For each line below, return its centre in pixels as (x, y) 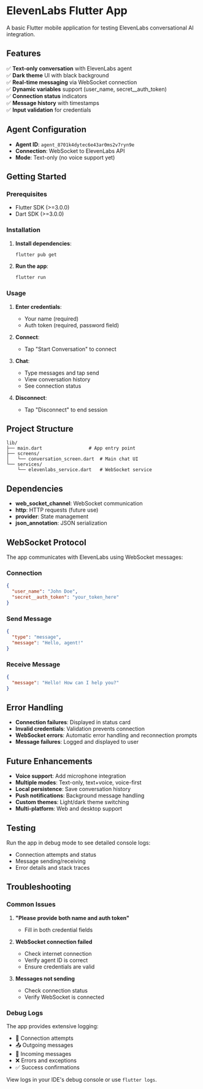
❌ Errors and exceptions (46, 1060)
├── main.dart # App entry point (71, 448)
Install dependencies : (43, 243)
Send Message (29, 619)
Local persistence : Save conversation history (73, 789)
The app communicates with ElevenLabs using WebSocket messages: (95, 557)
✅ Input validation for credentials (49, 110)
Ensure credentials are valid (59, 966)
